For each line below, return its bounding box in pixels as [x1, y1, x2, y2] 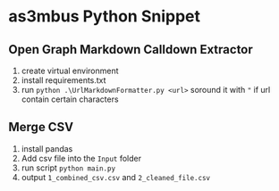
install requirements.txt [21, 75, 106, 86]
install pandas [21, 143, 73, 154]
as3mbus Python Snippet [8, 6, 201, 27]
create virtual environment [21, 65, 119, 76]
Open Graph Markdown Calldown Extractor [8, 42, 254, 57]
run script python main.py [21, 162, 116, 173]
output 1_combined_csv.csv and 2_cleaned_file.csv [21, 171, 211, 182]
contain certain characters [21, 94, 119, 104]
